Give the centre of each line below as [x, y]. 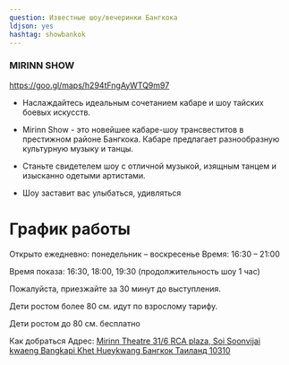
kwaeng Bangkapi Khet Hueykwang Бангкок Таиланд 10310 [120, 350]
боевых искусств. [56, 112]
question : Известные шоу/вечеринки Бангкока [93, 17]
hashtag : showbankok [48, 34]
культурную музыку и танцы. [78, 148]
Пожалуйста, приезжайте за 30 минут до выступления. [115, 289]
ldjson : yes [31, 26]
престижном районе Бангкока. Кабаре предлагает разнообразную [151, 139]
